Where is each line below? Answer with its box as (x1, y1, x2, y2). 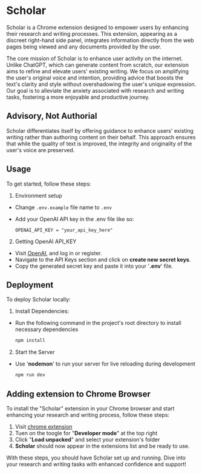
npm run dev (15, 372, 45, 378)
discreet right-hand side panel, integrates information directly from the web (6, 36, 195, 44)
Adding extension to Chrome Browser (6, 389, 151, 399)
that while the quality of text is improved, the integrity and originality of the (6, 140, 192, 147)
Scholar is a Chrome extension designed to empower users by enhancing (6, 24, 189, 31)
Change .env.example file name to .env (15, 204, 112, 211)
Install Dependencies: (15, 307, 70, 315)
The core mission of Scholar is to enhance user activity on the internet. (6, 55, 183, 62)
